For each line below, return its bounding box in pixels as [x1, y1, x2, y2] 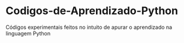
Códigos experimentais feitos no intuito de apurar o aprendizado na [5, 24, 173, 31]
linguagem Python [5, 29, 51, 37]
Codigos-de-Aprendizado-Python [5, 4, 178, 18]
